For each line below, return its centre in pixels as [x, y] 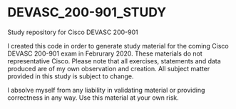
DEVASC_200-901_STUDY [87, 12]
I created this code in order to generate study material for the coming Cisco [118, 46]
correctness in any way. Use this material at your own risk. [93, 98]
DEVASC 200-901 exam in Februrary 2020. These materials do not [105, 53]
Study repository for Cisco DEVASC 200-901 [73, 32]
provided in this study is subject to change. [71, 76]
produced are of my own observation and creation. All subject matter [109, 68]
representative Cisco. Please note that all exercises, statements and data [114, 61]
